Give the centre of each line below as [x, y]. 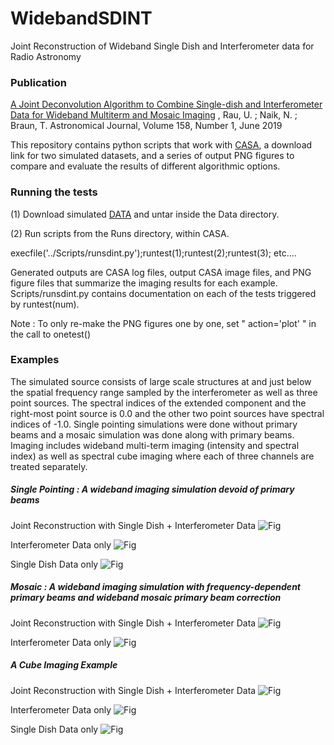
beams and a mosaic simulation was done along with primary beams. [152, 434]
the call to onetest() [51, 334]
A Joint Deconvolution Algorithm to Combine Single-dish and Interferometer [166, 104]
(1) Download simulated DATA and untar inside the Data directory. [145, 214]
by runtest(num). [45, 304]
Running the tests [54, 192]
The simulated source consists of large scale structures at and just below [161, 381]
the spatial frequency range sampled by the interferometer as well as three [164, 392]
